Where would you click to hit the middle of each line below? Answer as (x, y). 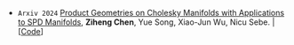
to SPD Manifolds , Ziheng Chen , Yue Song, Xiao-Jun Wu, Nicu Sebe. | (146, 22)
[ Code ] (31, 31)
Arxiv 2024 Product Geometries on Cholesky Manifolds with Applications (151, 13)
